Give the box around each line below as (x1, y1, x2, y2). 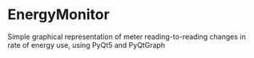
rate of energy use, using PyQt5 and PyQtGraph (7, 40, 166, 49)
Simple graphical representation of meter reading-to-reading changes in (7, 32, 246, 41)
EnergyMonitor (7, 6, 110, 24)
